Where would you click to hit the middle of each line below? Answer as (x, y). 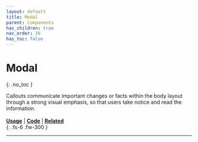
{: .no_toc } (19, 84)
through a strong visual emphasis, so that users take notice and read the (94, 102)
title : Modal (22, 17)
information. (21, 108)
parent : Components (30, 22)
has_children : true (30, 28)
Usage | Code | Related (35, 121)
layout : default (26, 11)
